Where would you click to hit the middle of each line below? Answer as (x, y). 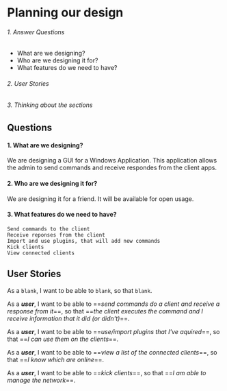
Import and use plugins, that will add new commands (84, 241)
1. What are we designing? (45, 145)
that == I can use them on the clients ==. (63, 339)
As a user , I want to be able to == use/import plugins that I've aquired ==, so (113, 331)
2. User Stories (28, 83)
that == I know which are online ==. (56, 359)
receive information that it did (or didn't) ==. (68, 318)
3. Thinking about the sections (50, 105)
